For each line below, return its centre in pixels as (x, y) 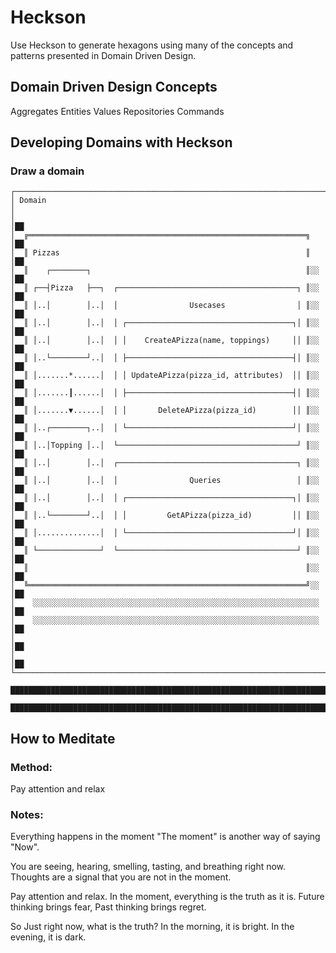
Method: (31, 767)
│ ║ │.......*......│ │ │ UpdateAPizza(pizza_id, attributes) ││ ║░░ (165, 376)
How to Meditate (63, 738)
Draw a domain (47, 171)
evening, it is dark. (48, 937)
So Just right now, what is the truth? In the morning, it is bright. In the (152, 927)
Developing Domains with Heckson (121, 142)
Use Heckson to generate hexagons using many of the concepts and (152, 45)
